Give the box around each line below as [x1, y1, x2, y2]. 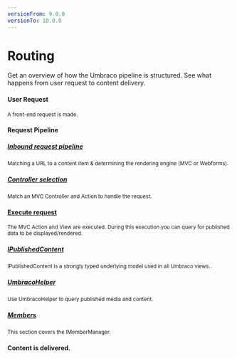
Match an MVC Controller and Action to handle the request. [7, 193, 152, 200]
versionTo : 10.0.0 [7, 17, 62, 24]
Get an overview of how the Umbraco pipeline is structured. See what [7, 71, 212, 80]
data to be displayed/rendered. [7, 230, 83, 237]
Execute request [7, 208, 57, 216]
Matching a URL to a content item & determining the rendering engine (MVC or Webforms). [7, 160, 229, 167]
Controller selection [7, 175, 68, 184]
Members [7, 310, 37, 319]
